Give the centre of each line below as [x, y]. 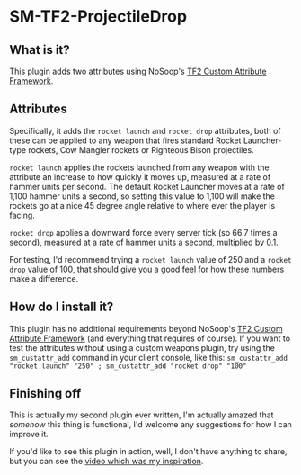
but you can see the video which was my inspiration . [106, 462]
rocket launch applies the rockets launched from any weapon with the [139, 167]
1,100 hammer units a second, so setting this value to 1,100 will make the [142, 196]
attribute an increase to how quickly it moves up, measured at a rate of [140, 176]
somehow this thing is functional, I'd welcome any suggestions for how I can [150, 425]
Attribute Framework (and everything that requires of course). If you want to [150, 338]
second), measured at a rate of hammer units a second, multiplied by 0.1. [144, 242]
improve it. [29, 435]
